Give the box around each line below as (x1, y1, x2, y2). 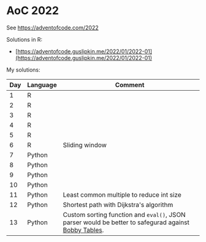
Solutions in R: (6, 36, 43, 43)
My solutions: (6, 66, 41, 74)
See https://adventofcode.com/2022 (6, 24, 99, 31)
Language (27, 80, 57, 89)
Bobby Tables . (63, 225, 104, 234)
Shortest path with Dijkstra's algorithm (63, 200, 174, 209)
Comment (115, 80, 145, 89)
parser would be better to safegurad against (63, 218, 190, 227)
